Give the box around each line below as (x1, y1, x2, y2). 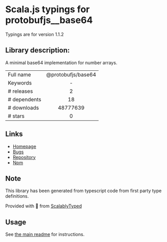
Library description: (5, 46, 70, 55)
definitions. (5, 193, 29, 199)
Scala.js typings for (5, 4, 90, 15)
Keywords (8, 79, 32, 86)
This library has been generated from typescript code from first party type (5, 187, 162, 194)
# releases (8, 88, 33, 95)
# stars (8, 112, 25, 119)
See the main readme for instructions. (5, 231, 85, 237)
